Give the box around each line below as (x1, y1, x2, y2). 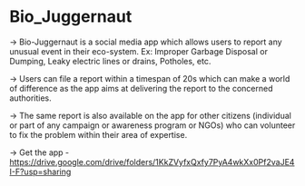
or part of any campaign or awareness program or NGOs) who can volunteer (9, 120, 296, 131)
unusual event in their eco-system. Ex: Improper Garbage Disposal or (9, 45, 268, 56)
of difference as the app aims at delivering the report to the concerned (9, 83, 273, 93)
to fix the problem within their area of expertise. (9, 129, 188, 140)
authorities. (9, 93, 52, 103)
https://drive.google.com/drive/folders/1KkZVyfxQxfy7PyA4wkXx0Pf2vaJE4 (9, 156, 295, 167)
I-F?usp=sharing (9, 166, 72, 177)
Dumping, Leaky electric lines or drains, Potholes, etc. (9, 55, 212, 66)
